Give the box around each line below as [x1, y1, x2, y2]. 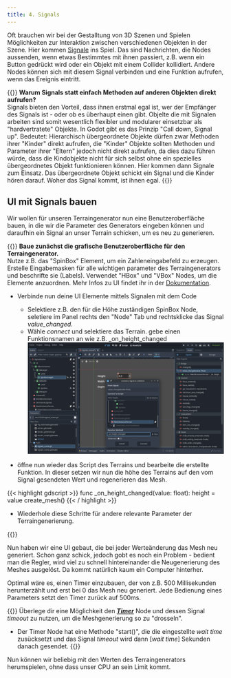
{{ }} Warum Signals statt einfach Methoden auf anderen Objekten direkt [7, 88, 217, 96]
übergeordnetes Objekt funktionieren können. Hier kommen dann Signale [7, 161, 214, 169]
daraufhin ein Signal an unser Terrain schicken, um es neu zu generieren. [7, 229, 214, 237]
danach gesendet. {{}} [16, 641, 81, 650]
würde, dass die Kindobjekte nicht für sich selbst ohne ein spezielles [7, 154, 201, 162]
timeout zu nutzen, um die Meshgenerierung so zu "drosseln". [7, 614, 184, 622]
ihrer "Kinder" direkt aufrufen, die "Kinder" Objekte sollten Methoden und [7, 139, 215, 147]
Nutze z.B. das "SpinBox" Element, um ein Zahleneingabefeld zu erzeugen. [7, 257, 220, 265]
